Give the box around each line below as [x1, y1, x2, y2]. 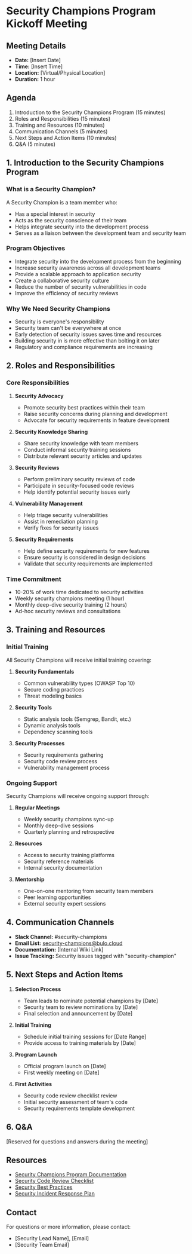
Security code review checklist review [23, 1092, 117, 1099]
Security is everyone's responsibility [14, 318, 104, 325]
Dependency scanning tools [23, 728, 93, 735]
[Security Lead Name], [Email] [14, 1235, 89, 1242]
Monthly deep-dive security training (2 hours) [14, 601, 127, 608]
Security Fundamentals [14, 668, 75, 675]
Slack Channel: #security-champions [14, 933, 107, 940]
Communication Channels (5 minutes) [14, 127, 108, 135]
